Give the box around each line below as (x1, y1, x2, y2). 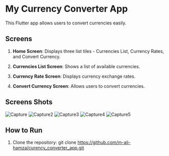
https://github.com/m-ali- (77, 139, 131, 145)
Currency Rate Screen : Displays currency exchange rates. (12, 73, 136, 79)
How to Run (5, 126, 43, 135)
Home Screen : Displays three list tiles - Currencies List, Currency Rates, (12, 48, 164, 54)
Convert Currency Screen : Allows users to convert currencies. (12, 83, 145, 89)
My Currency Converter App (5, 3, 128, 15)
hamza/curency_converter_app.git (12, 145, 84, 151)
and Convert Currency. (12, 53, 61, 59)
